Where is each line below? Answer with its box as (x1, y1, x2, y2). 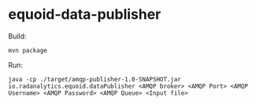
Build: (8, 31, 27, 41)
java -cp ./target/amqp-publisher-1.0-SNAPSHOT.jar (8, 75, 181, 83)
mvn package (8, 46, 47, 54)
